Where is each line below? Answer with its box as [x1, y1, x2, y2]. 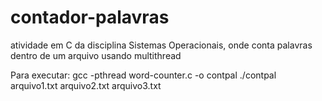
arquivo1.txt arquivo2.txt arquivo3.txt [10, 79, 162, 91]
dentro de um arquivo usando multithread [10, 49, 182, 61]
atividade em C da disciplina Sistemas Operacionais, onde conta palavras [10, 39, 313, 51]
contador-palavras [10, 6, 170, 29]
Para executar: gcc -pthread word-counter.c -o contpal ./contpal [10, 69, 277, 81]
